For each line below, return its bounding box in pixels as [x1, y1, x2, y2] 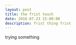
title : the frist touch [5, 12, 54, 17]
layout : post [5, 7, 32, 12]
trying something [5, 34, 40, 40]
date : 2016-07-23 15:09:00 [5, 16, 60, 21]
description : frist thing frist [5, 21, 71, 26]
